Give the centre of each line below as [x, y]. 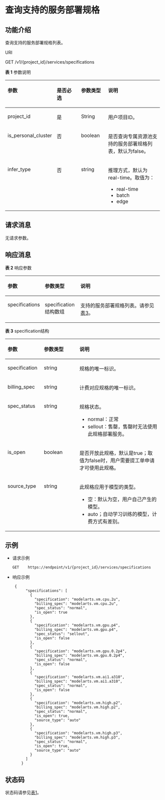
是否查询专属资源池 [130, 136]
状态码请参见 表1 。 [23, 793]
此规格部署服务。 [108, 434]
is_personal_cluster [30, 135]
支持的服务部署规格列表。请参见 [117, 305]
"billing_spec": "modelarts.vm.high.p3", [77, 737]
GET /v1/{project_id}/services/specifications [50, 62]
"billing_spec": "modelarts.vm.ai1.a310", [78, 681]
